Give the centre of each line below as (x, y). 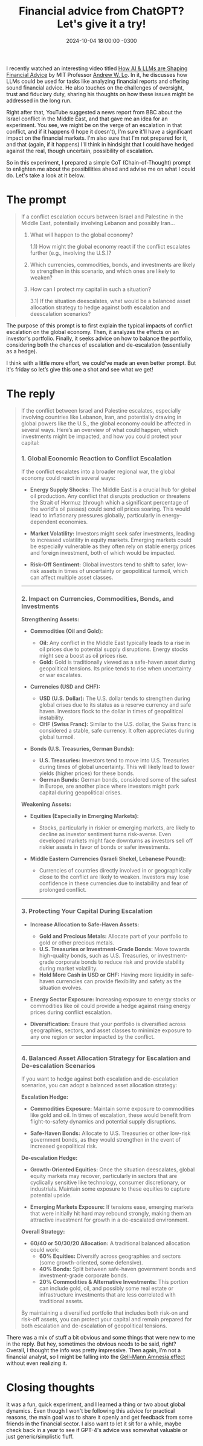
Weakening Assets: (46, 804)
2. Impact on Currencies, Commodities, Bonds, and (97, 599)
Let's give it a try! (101, 24)
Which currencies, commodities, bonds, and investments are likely (113, 264)
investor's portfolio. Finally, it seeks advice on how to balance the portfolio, (100, 338)
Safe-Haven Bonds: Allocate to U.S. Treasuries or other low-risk (110, 1133)
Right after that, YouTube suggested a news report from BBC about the (94, 112)
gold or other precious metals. (77, 943)
